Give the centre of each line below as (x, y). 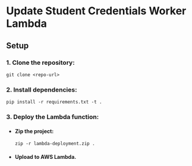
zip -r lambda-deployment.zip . (55, 144)
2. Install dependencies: (42, 89)
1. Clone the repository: (41, 62)
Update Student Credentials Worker (96, 11)
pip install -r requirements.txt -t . (54, 102)
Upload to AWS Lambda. (45, 156)
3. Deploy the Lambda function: (53, 117)
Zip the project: (34, 131)
